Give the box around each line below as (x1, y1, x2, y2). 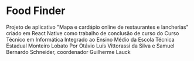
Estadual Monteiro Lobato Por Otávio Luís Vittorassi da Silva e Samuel (6, 42, 175, 49)
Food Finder (6, 4, 66, 18)
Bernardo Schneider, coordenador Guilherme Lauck (6, 48, 131, 55)
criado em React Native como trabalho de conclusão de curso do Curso (6, 29, 179, 36)
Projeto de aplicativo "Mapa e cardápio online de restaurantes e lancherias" (6, 23, 189, 30)
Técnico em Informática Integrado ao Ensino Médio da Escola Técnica (6, 36, 175, 43)
